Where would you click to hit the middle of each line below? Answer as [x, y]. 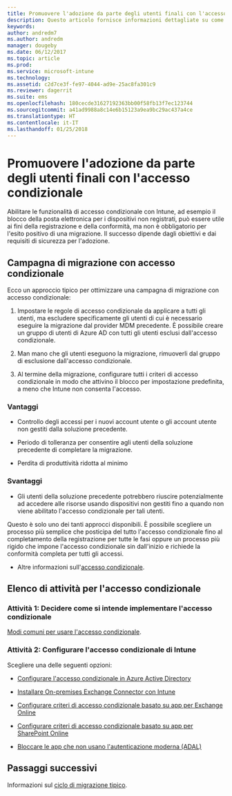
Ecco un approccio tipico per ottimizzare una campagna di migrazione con [113, 290]
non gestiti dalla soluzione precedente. [72, 429]
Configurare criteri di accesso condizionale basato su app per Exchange [120, 705]
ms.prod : [20, 65]
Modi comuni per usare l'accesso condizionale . [74, 632]
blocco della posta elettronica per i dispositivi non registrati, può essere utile [116, 219]
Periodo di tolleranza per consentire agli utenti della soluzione [105, 443]
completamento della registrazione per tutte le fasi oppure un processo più [114, 538]
